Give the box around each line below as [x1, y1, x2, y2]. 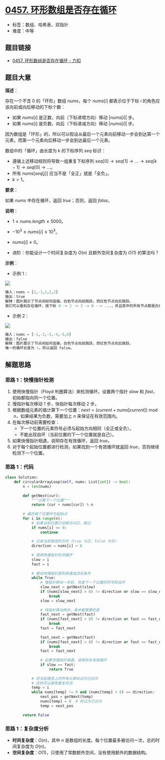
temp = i [31, 685, 50, 690]
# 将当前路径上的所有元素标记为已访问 [31, 676, 98, 681]
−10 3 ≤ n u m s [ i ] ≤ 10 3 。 [12, 228, 60, 235]
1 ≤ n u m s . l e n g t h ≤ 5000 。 [12, 218, 66, 224]
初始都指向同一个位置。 [12, 394, 60, 401]
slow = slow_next [40, 598, 76, 603]
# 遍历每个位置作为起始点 [23, 512, 68, 517]
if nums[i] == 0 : [31, 525, 67, 530]
